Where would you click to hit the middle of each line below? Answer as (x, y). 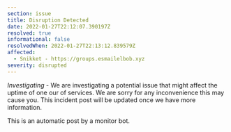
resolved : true (29, 33)
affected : (22, 53)
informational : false (39, 40)
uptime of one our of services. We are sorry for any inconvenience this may (116, 92)
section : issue (29, 14)
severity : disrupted (37, 65)
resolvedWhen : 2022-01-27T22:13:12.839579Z (72, 46)
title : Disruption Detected (48, 20)
